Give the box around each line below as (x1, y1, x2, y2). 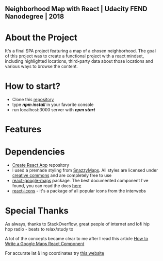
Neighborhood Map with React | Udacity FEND (5, 5, 147, 13)
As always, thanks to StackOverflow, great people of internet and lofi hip (5, 221, 150, 227)
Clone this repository (12, 97, 54, 103)
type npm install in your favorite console (12, 102, 94, 107)
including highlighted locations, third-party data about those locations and (5, 58, 153, 64)
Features (5, 124, 42, 135)
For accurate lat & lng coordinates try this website (5, 250, 104, 256)
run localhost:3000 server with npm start (12, 107, 96, 113)
